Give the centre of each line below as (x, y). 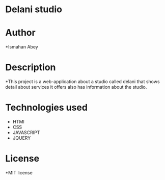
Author (20, 33)
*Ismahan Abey (22, 47)
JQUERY (22, 138)
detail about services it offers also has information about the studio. (76, 87)
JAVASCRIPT (26, 133)
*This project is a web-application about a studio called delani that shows (82, 82)
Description (31, 68)
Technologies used (47, 108)
